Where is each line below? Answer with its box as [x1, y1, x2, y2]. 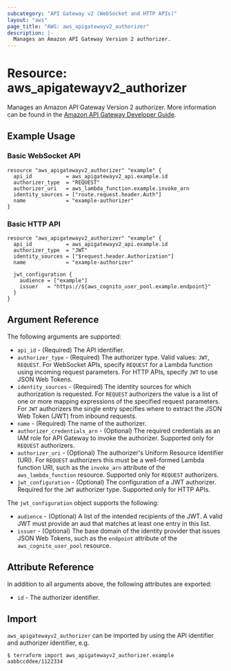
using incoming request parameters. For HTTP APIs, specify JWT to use [17, 368, 219, 376]
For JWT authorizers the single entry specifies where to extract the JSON [17, 404, 222, 413]
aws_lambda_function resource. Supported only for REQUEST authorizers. [17, 471, 219, 479]
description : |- [7, 29, 54, 37]
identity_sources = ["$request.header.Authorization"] [13, 253, 174, 260]
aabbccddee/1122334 [7, 658, 63, 665]
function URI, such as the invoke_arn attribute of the [17, 463, 165, 471]
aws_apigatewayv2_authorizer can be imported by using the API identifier [7, 632, 214, 640]
